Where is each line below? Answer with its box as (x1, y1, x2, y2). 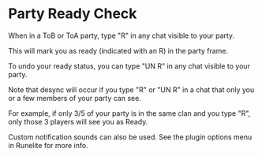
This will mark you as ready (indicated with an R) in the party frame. (8, 46, 229, 55)
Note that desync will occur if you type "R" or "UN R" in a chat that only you (8, 84, 255, 95)
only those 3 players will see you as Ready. (8, 117, 148, 126)
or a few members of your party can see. (8, 93, 142, 102)
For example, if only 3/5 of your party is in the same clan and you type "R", (8, 108, 251, 118)
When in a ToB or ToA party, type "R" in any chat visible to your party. (8, 31, 235, 40)
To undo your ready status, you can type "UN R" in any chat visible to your (8, 61, 251, 71)
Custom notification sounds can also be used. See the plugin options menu (8, 132, 253, 142)
